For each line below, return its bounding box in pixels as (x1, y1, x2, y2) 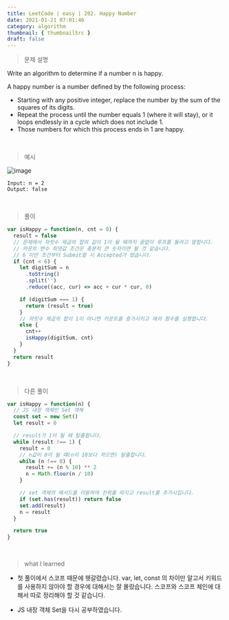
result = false (13, 232, 57, 239)
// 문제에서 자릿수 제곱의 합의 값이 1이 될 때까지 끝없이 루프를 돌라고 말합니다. (13, 238, 213, 245)
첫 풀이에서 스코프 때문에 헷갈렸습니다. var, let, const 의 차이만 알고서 (17, 574, 204, 582)
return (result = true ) (25, 302, 94, 309)
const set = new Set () (13, 413, 78, 420)
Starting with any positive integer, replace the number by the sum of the (17, 96, 221, 104)
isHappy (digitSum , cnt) (25, 335, 94, 342)
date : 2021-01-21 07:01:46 (7, 17, 85, 23)
